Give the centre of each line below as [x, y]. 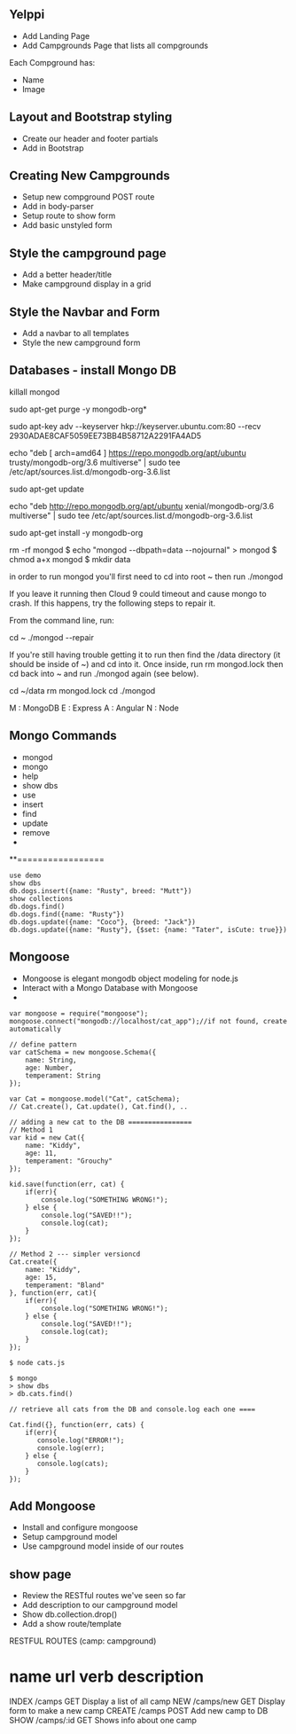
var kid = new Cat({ [47, 1138]
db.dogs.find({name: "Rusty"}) [67, 914]
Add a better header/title [67, 275]
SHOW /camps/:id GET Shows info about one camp [103, 1721]
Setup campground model [70, 1537]
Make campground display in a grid [86, 284]
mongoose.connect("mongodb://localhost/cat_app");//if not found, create [148, 1021]
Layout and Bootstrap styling [91, 118]
